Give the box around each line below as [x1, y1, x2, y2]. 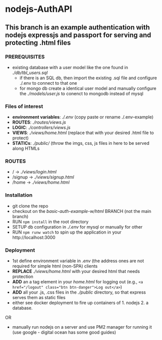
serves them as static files [12, 295, 65, 301]
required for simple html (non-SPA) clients [12, 263, 98, 269]
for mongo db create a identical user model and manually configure [19, 85, 157, 91]
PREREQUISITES [5, 53, 45, 60]
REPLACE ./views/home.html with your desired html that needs [12, 269, 140, 274]
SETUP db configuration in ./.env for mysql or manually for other [12, 224, 143, 230]
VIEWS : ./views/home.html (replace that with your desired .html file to [12, 130, 154, 136]
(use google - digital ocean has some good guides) [12, 329, 117, 336]
